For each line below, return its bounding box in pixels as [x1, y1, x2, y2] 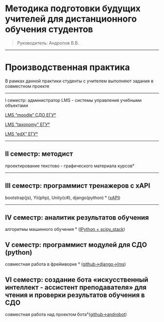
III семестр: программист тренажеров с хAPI [5, 182, 150, 190]
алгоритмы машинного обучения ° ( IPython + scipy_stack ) [5, 226, 125, 232]
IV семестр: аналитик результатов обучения [5, 213, 149, 222]
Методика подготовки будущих [5, 3, 141, 14]
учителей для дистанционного [5, 13, 137, 25]
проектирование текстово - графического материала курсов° [5, 163, 135, 169]
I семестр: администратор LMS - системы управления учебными [5, 97, 142, 103]
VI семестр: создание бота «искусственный [5, 275, 148, 284]
